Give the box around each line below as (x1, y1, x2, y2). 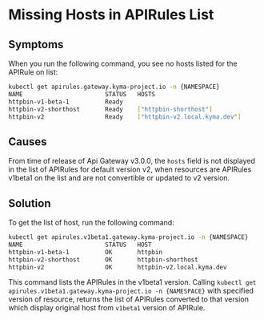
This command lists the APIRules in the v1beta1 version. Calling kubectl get (8, 277, 257, 287)
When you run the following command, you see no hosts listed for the (8, 59, 238, 68)
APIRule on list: (8, 67, 58, 77)
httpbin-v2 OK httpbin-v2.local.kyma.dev (8, 263, 227, 271)
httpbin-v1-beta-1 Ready (8, 98, 124, 106)
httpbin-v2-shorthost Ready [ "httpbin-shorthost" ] (8, 105, 214, 113)
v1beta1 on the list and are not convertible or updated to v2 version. (8, 173, 230, 183)
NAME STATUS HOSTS (8, 90, 156, 98)
